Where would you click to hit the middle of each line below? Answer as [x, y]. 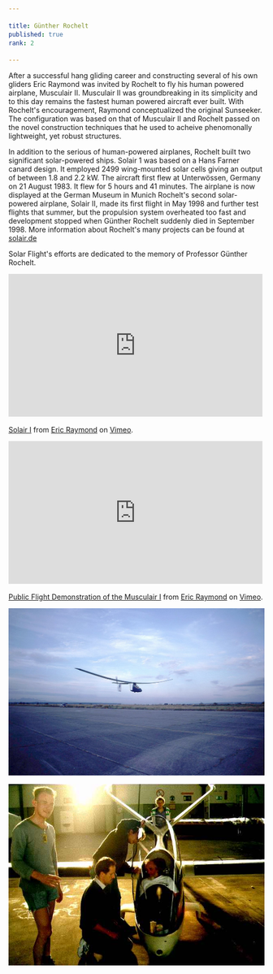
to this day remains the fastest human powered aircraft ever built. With [126, 102]
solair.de [23, 238]
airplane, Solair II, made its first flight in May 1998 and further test [149, 204]
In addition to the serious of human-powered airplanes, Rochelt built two [130, 152]
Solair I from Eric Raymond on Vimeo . [71, 430]
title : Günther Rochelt [49, 26]
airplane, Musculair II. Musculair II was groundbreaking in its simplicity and [133, 93]
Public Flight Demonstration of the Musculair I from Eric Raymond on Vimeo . [136, 597]
